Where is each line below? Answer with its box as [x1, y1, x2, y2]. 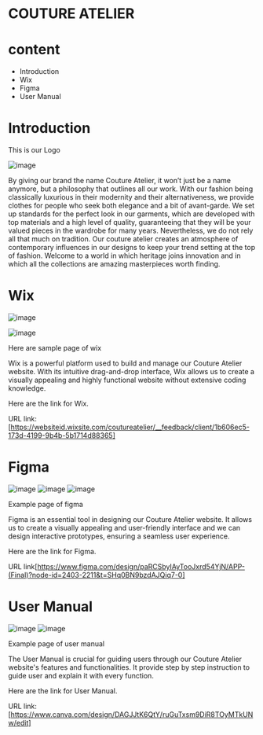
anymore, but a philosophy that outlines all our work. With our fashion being [8, 184, 254, 193]
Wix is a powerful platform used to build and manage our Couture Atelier [8, 358, 243, 368]
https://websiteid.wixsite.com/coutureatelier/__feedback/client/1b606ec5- [10, 422, 250, 432]
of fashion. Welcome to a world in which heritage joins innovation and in [8, 251, 241, 260]
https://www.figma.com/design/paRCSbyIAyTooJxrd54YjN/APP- [37, 561, 246, 571]
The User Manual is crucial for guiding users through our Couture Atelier [8, 654, 242, 663]
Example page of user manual [8, 638, 104, 649]
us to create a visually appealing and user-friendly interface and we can [8, 523, 241, 532]
